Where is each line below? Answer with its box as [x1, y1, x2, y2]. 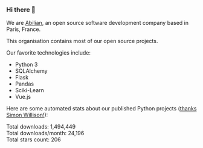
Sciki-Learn [14, 87, 44, 94]
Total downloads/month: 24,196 [6, 130, 85, 137]
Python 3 [14, 61, 38, 69]
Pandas [14, 80, 34, 87]
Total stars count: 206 [6, 136, 62, 143]
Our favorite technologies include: [6, 49, 91, 56]
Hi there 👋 [6, 5, 36, 14]
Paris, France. [6, 25, 41, 33]
